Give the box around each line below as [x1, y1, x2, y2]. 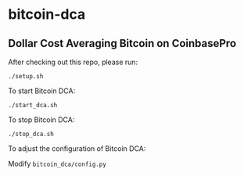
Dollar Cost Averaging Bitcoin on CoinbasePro [8, 37, 237, 50]
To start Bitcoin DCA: [8, 86, 76, 95]
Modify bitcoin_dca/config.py [8, 159, 107, 168]
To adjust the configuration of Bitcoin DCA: [8, 144, 146, 153]
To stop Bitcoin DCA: [8, 115, 75, 124]
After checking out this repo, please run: [8, 57, 138, 66]
